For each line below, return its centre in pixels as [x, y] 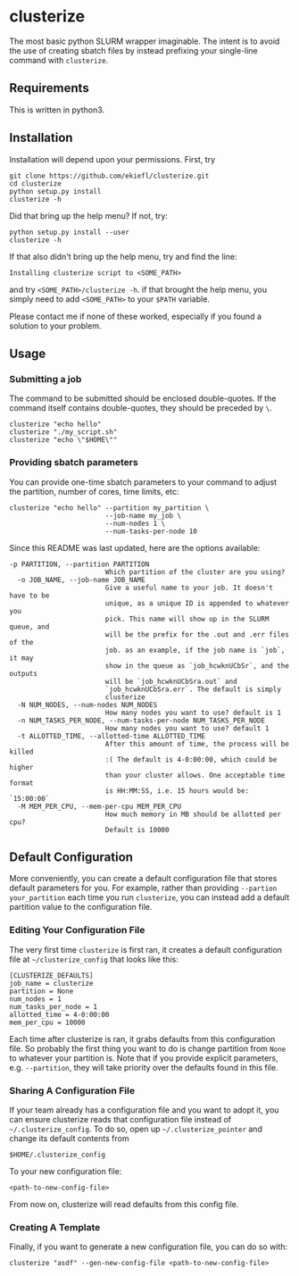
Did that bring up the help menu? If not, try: [88, 215]
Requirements [49, 88]
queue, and [29, 627]
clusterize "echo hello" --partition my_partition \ [109, 508]
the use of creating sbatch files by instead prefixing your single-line [134, 50]
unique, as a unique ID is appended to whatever [197, 603]
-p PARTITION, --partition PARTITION [79, 564]
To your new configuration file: [66, 1171]
